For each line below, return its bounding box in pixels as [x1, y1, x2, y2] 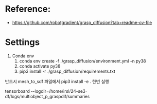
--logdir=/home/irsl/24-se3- [31, 88, 87, 94]
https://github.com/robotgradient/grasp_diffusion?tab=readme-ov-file [12, 20, 152, 25]
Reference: [5, 3, 51, 15]
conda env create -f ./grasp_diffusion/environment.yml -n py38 [19, 58, 146, 64]
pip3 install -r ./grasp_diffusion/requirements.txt [19, 68, 116, 74]
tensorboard [5, 88, 30, 94]
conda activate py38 [19, 63, 61, 69]
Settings [5, 37, 40, 48]
